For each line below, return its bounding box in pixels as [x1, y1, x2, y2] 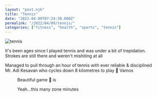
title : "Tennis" [5, 12, 38, 16]
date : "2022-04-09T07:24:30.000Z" [5, 16, 76, 21]
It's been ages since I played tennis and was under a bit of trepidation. [5, 48, 146, 54]
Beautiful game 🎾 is [17, 77, 57, 83]
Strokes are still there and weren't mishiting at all [5, 53, 103, 59]
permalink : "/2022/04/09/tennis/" [5, 20, 76, 26]
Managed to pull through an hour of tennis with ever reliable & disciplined [5, 63, 152, 68]
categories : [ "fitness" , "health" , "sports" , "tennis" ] [5, 25, 121, 30]
